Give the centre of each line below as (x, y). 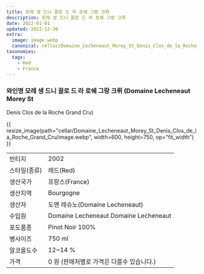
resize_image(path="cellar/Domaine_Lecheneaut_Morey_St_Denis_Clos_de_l (101, 130)
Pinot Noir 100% (72, 227)
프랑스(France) (69, 181)
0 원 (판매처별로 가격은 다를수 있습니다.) (102, 261)
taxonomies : (21, 52)
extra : (15, 35)
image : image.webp (35, 40)
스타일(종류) (26, 170)
